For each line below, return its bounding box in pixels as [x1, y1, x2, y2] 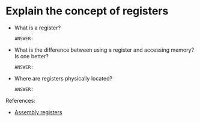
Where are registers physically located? [14, 75, 112, 82]
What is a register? [14, 24, 61, 31]
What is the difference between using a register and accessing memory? [14, 46, 195, 53]
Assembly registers [14, 108, 62, 115]
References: [5, 97, 35, 104]
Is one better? [14, 52, 49, 59]
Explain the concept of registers [5, 4, 169, 18]
